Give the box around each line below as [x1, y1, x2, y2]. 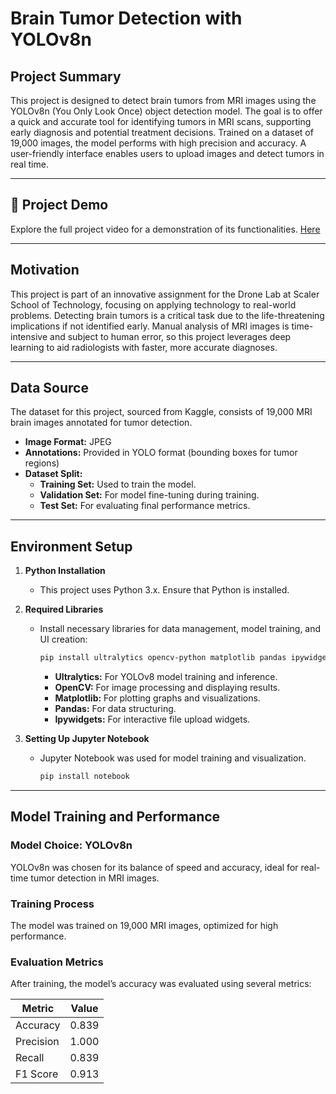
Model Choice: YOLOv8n [10, 838, 133, 852]
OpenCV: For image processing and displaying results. [54, 682, 281, 694]
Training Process [10, 897, 95, 911]
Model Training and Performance [10, 808, 221, 826]
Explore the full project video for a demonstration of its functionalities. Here [10, 223, 321, 235]
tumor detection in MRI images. [30, 872, 160, 884]
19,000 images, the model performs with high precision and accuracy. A [10, 137, 307, 149]
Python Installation [24, 565, 106, 577]
